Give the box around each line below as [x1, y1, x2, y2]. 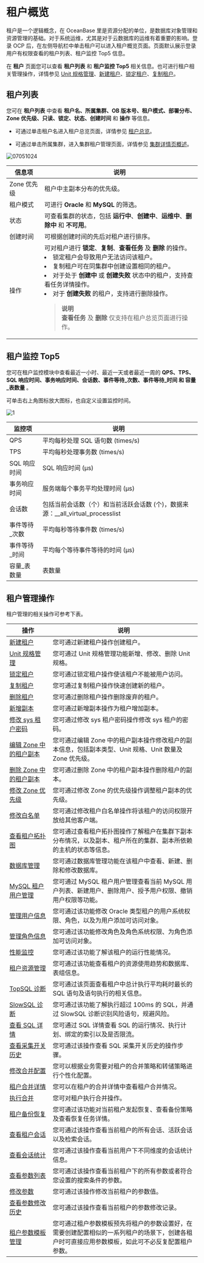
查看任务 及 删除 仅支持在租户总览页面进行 [61, 314, 182, 322]
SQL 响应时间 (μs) [42, 463, 94, 472]
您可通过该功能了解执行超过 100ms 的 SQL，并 [52, 1000, 188, 1009]
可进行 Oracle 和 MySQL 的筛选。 [44, 200, 141, 208]
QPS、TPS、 [161, 368, 194, 376]
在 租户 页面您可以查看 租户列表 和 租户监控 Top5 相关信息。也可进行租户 [6, 62, 189, 70]
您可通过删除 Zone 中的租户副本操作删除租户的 [52, 766, 186, 774]
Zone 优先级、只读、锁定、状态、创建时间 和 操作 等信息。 [6, 114, 154, 122]
